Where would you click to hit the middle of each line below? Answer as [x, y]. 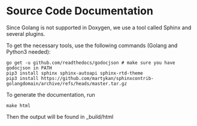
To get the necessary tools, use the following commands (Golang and [92, 45]
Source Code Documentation [80, 11]
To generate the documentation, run [51, 94]
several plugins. [26, 33]
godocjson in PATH [29, 68]
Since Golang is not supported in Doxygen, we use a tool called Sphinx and [99, 27]
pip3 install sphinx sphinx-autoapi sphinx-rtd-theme [75, 73]
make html [19, 106]
